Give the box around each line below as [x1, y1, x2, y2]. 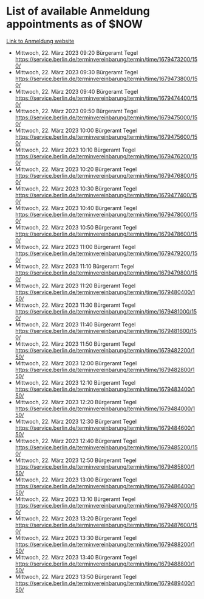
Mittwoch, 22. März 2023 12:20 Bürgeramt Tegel [15, 398, 137, 405]
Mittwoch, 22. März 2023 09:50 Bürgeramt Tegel [15, 107, 138, 114]
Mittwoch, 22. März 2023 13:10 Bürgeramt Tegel [15, 495, 136, 503]
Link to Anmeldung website [6, 37, 75, 44]
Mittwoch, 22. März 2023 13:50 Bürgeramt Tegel [15, 573, 137, 580]
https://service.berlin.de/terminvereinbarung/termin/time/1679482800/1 [15, 366, 195, 373]
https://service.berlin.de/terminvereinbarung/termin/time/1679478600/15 [15, 230, 198, 237]
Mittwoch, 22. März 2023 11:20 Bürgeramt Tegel [15, 282, 136, 289]
